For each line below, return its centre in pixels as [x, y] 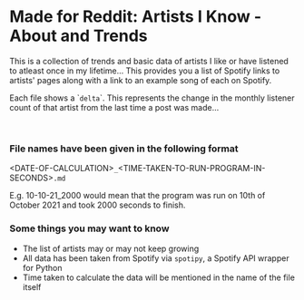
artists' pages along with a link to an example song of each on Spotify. [141, 80]
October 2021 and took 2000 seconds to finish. [98, 205]
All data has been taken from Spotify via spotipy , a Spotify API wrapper [156, 258]
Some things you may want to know [89, 228]
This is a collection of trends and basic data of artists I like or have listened [149, 61]
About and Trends [78, 36]
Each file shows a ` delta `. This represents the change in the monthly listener [152, 98]
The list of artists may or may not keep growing [111, 248]
